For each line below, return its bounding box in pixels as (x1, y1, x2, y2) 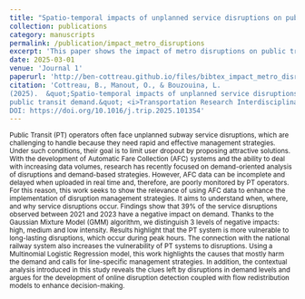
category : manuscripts (9, 30, 95, 39)
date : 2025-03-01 (9, 55, 75, 64)
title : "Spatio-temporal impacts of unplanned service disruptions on (9, 13, 282, 23)
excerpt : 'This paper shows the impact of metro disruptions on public (9, 47, 286, 56)
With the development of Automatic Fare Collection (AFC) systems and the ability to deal (9, 155, 286, 164)
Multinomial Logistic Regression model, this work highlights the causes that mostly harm (9, 250, 284, 259)
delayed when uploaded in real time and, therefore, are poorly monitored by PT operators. (9, 178, 290, 188)
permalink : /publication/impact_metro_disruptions (9, 38, 205, 48)
